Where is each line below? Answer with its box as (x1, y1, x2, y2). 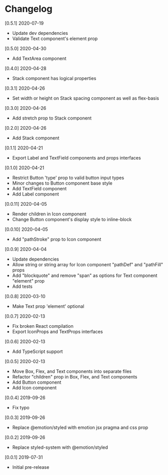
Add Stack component (12, 134, 60, 141)
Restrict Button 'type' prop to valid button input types (12, 174, 125, 181)
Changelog (5, 3, 53, 15)
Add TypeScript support (12, 348, 63, 354)
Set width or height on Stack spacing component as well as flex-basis (12, 95, 159, 101)
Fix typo (12, 404, 30, 410)
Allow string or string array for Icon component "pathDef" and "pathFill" (12, 261, 163, 267)
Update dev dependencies (12, 30, 68, 36)
